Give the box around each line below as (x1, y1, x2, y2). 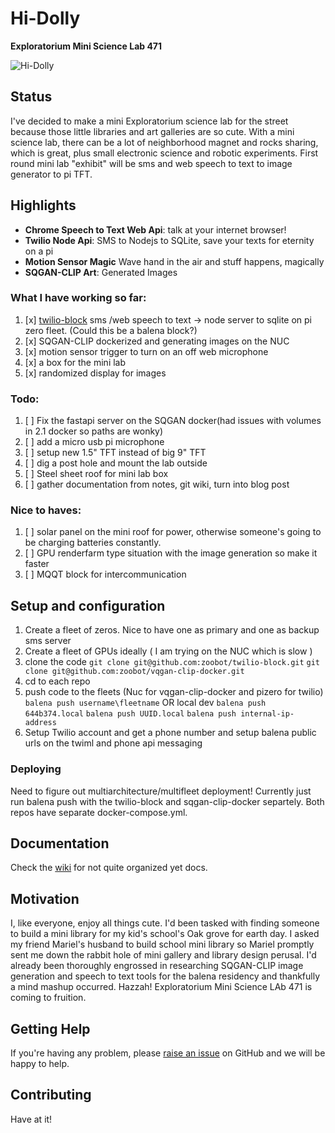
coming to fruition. (10, 992, 87, 1004)
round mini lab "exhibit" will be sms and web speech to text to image (10, 157, 293, 169)
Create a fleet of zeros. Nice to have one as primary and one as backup (24, 624, 320, 636)
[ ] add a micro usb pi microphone (24, 436, 165, 448)
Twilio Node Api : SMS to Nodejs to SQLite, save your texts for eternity (24, 234, 315, 246)
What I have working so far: (10, 291, 147, 305)
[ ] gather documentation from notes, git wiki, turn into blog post (24, 478, 290, 491)
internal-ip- (240, 709, 295, 719)
